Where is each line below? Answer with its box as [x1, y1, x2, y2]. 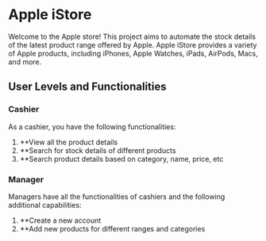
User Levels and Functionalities [8, 80, 167, 94]
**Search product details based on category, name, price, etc [19, 154, 224, 163]
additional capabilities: [8, 200, 82, 209]
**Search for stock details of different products [19, 145, 176, 155]
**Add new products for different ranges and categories [19, 224, 206, 233]
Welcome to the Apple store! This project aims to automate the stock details [8, 32, 256, 41]
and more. [8, 57, 42, 67]
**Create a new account [19, 216, 102, 225]
